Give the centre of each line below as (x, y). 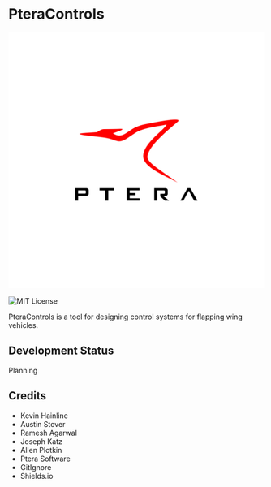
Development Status (61, 351)
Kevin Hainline (44, 416)
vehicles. (24, 325)
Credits (28, 396)
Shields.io (37, 476)
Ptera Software (45, 459)
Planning (23, 370)
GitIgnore (36, 467)
